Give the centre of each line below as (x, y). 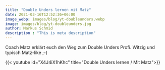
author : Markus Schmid (29, 28)
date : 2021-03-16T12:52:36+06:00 (40, 14)
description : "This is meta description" (50, 33)
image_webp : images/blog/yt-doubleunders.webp (55, 19)
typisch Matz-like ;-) (26, 52)
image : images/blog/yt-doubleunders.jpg (48, 24)
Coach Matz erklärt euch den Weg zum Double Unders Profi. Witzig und (80, 47)
